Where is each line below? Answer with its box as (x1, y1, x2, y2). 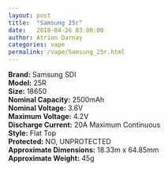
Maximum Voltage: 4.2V (8, 112, 89, 121)
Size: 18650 (8, 87, 47, 95)
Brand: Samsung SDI (8, 70, 77, 79)
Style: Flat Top (8, 128, 57, 138)
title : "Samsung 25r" (8, 19, 83, 27)
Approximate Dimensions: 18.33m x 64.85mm (8, 145, 159, 154)
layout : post (8, 11, 51, 20)
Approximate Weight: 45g (8, 154, 95, 162)
